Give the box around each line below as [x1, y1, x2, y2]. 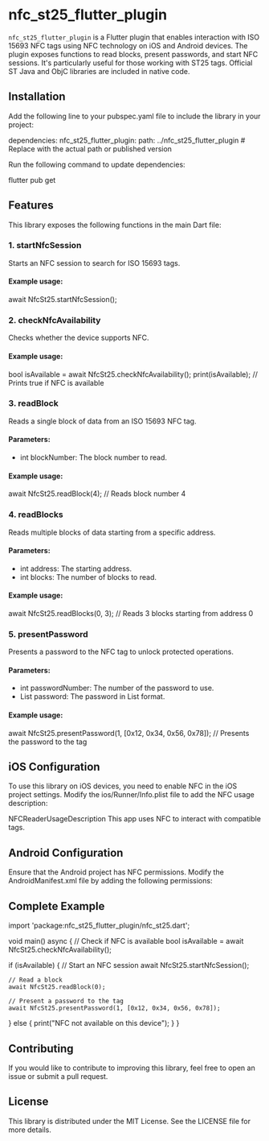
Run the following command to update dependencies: [8, 159, 186, 169]
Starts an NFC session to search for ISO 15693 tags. [8, 258, 181, 267]
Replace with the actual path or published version [8, 143, 173, 154]
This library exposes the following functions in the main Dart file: [8, 220, 222, 229]
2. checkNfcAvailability [8, 314, 101, 325]
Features [8, 199, 54, 213]
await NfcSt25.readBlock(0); [8, 983, 106, 991]
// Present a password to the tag [8, 997, 124, 1006]
